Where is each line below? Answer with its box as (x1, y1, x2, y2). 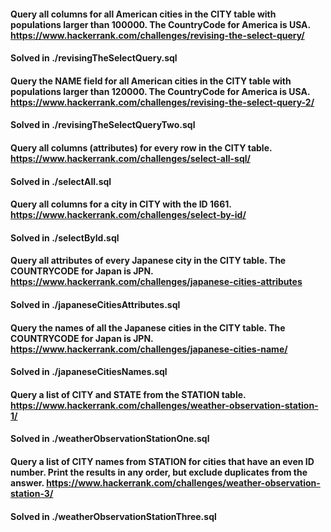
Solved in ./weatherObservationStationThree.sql (10, 510, 217, 522)
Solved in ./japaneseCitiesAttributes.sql (10, 298, 181, 310)
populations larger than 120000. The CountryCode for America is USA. (10, 85, 311, 97)
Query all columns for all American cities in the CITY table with (10, 8, 277, 20)
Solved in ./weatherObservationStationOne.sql (10, 433, 210, 445)
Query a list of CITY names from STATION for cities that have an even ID (10, 455, 315, 467)
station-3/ (10, 487, 54, 499)
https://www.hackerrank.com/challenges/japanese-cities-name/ (10, 343, 288, 355)
